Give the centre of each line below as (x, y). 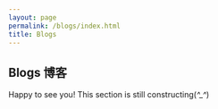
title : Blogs (33, 34)
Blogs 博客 (38, 72)
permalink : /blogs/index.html (65, 26)
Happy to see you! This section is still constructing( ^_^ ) (109, 95)
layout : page (33, 17)
